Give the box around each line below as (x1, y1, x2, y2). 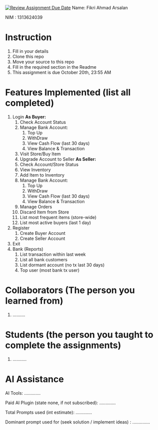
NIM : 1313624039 (5, 14, 43, 20)
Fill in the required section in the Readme (12, 64, 97, 70)
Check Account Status (19, 119, 66, 125)
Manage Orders (19, 204, 52, 210)
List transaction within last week (19, 251, 86, 257)
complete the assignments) (5, 340, 121, 351)
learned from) (5, 295, 63, 307)
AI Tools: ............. (5, 390, 41, 396)
